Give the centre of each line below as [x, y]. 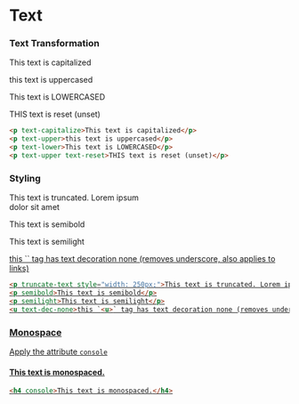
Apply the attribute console [59, 351]
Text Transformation [54, 44]
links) [19, 269]
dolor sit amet [35, 207]
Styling [25, 178]
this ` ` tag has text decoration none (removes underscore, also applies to [142, 259]
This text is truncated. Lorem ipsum [74, 198]
